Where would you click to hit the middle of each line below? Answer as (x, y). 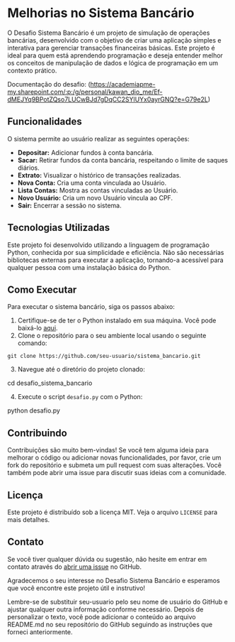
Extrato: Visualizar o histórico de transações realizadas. (99, 175)
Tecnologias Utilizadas (59, 228)
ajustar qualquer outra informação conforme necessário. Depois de (105, 609)
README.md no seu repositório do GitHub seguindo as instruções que (110, 624)
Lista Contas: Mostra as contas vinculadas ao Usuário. (98, 190)
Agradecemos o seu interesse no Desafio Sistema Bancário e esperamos (114, 580)
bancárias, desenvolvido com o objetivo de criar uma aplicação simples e (114, 40)
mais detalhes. (29, 519)
